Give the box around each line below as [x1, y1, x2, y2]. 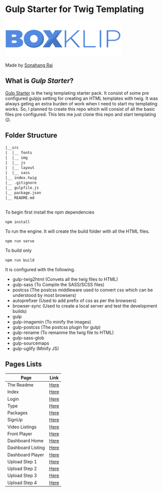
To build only [5, 247, 32, 253]
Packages [7, 410, 28, 416]
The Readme [7, 382, 34, 388]
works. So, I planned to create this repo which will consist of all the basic [5, 106, 155, 112]
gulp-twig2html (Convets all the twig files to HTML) [12, 276, 118, 282]
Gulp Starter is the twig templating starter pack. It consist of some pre [5, 90, 149, 96]
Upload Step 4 [7, 479, 37, 485]
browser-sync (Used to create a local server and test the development [12, 302, 157, 309]
